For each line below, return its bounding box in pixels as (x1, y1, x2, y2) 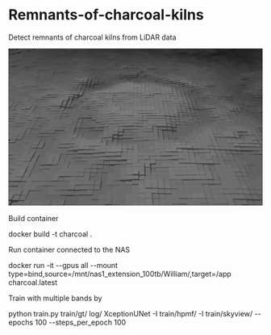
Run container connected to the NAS (8, 245, 131, 254)
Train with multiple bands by (8, 293, 102, 303)
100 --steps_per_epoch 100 (35, 317, 127, 327)
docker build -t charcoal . (8, 228, 93, 239)
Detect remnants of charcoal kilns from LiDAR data (8, 32, 177, 42)
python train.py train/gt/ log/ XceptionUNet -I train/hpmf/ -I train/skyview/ (8, 308, 253, 318)
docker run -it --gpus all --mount (8, 260, 119, 270)
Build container (8, 213, 59, 223)
